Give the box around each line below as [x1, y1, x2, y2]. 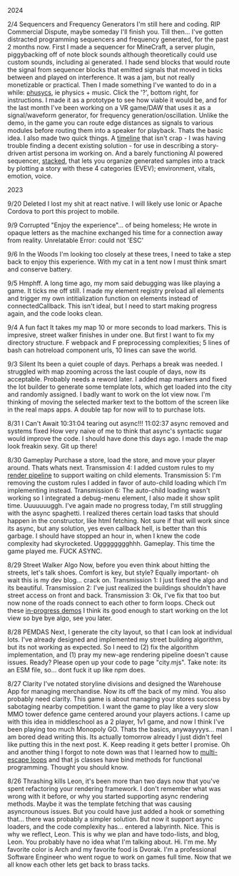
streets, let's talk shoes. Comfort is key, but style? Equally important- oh [7, 568, 219, 577]
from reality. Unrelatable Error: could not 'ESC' [7, 236, 144, 244]
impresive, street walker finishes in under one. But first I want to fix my [7, 331, 215, 339]
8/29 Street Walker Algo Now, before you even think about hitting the [7, 561, 210, 569]
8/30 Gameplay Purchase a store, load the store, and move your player [7, 456, 215, 464]
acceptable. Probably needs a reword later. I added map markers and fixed [7, 375, 227, 383]
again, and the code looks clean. [7, 309, 103, 317]
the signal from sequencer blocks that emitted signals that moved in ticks [7, 66, 223, 74]
